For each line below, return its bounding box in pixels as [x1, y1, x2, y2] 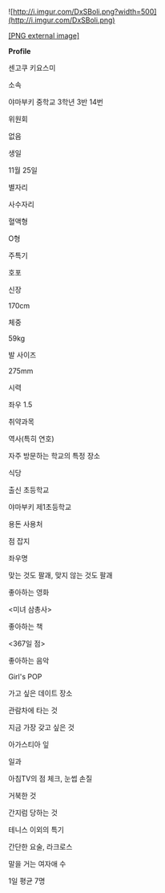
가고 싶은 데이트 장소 [8, 688, 73, 698]
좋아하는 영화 [8, 588, 50, 597]
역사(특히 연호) [8, 434, 54, 443]
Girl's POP [8, 672, 42, 681]
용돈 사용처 [8, 520, 43, 528]
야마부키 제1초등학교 [8, 502, 72, 512]
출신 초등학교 [8, 485, 50, 495]
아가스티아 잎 [8, 740, 50, 749]
